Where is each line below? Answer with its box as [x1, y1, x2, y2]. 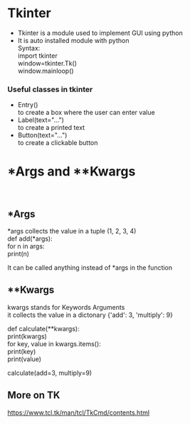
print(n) [7, 249, 30, 258]
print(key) [7, 347, 36, 355]
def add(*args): [7, 234, 53, 243]
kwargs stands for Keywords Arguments [7, 303, 125, 311]
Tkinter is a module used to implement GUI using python [17, 29, 183, 37]
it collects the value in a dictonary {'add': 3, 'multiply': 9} [7, 311, 173, 319]
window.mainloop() [17, 66, 74, 75]
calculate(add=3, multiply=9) [7, 368, 93, 377]
